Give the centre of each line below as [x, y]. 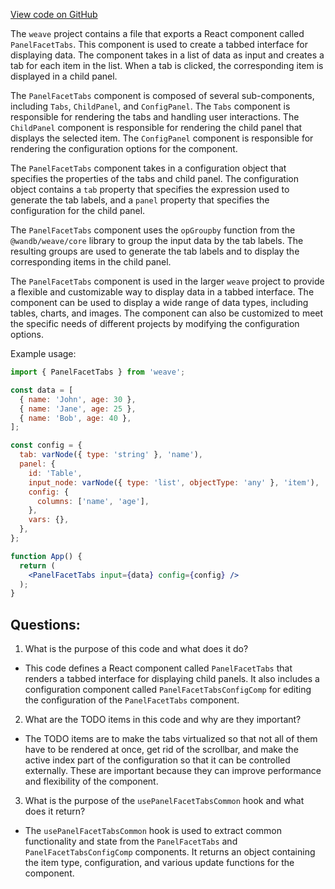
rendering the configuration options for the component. [124, 148]
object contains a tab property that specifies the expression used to [150, 189]
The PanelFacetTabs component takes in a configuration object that [148, 168]
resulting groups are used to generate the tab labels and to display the [155, 251]
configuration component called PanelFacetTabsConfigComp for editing [168, 690]
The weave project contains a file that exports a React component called [157, 33]
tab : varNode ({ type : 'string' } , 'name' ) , [111, 455]
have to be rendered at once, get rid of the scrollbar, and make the [161, 750]
